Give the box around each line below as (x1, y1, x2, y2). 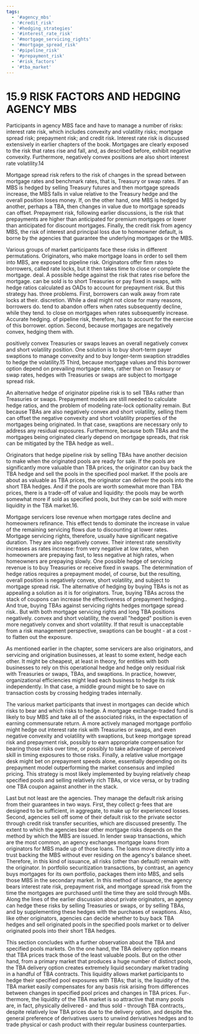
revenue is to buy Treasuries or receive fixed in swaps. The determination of (6, 564, 193, 571)
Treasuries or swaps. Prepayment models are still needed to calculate (6, 396, 177, 403)
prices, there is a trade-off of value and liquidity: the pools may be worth (6, 489, 184, 497)
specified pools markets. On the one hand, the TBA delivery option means (6, 945, 187, 952)
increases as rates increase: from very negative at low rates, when (6, 545, 169, 552)
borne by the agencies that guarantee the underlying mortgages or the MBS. (6, 234, 194, 242)
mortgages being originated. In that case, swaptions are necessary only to (6, 421, 188, 428)
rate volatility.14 (6, 160, 45, 167)
